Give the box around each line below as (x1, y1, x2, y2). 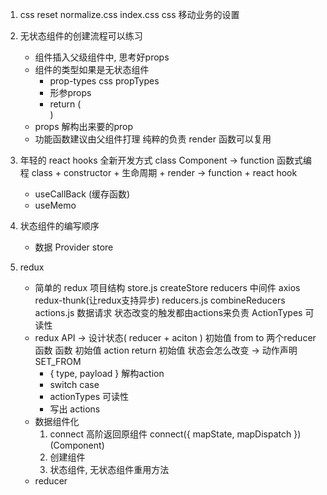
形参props (49, 87, 92, 98)
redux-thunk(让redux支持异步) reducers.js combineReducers (34, 294, 286, 306)
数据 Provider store (34, 241, 114, 253)
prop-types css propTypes (49, 75, 160, 87)
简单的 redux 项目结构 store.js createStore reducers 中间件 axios (34, 282, 301, 293)
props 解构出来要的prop (34, 121, 134, 132)
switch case (49, 379, 100, 390)
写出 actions (49, 403, 101, 415)
